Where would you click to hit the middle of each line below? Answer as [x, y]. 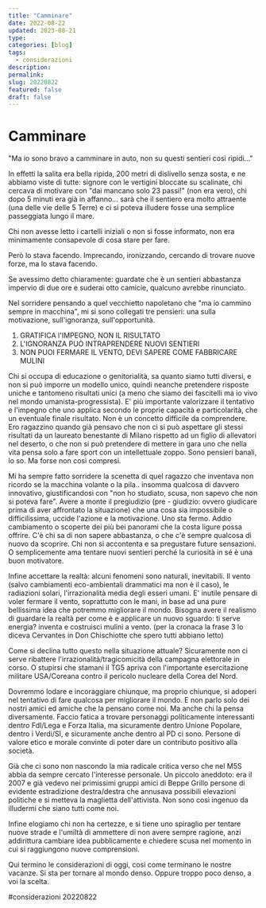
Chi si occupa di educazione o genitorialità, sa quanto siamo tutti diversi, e [130, 376]
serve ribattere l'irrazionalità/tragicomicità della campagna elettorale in [124, 659]
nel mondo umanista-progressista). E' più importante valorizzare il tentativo [131, 402]
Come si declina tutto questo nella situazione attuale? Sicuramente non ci [128, 651]
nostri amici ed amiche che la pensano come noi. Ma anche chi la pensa [126, 708]
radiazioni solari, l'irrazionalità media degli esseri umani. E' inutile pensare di [133, 593]
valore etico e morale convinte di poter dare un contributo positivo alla [123, 742]
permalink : [26, 75]
